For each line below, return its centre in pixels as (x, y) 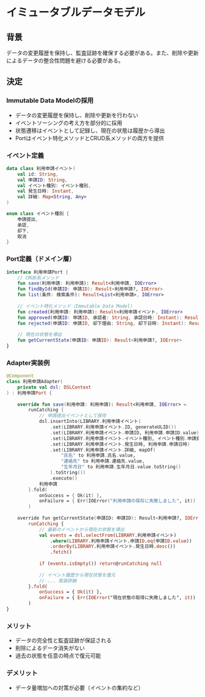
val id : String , (38, 174)
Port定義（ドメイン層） (41, 259)
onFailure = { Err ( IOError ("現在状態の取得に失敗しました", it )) (117, 598)
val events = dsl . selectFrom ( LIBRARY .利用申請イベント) (108, 535)
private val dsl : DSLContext (54, 387)
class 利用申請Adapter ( (34, 382)
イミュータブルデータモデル (76, 13)
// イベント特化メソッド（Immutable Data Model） (76, 306)
